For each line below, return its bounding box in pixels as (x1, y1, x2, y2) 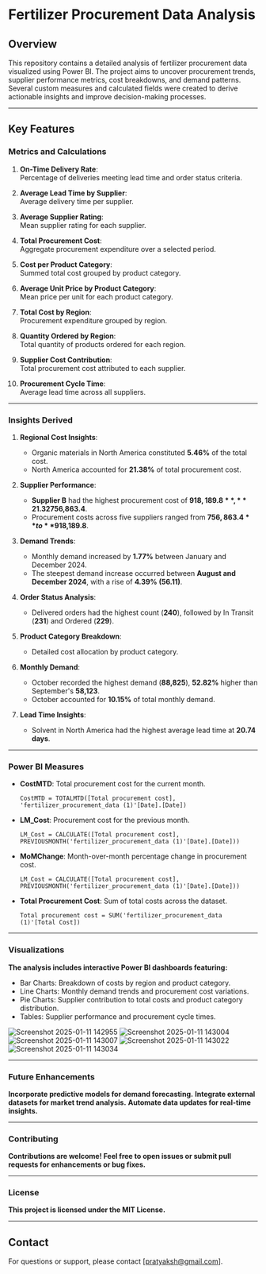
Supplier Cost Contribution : (19, 355, 112, 365)
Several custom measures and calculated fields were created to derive (8, 83, 238, 93)
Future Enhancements (8, 1071, 95, 1082)
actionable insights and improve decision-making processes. (8, 92, 207, 101)
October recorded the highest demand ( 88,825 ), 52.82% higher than (31, 678, 259, 687)
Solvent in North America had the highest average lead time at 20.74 (31, 725, 256, 735)
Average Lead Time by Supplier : (19, 188, 127, 198)
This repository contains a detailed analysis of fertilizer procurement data (8, 58, 248, 68)
